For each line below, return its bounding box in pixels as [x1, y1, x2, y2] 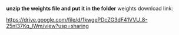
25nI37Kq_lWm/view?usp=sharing [6, 23, 89, 29]
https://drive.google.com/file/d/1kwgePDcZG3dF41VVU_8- [6, 16, 148, 23]
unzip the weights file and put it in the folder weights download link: [6, 5, 174, 12]
